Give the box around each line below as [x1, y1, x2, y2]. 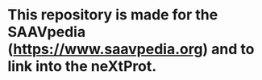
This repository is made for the [7, 6, 218, 24]
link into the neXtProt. [7, 57, 157, 76]
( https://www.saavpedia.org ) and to [7, 40, 255, 58]
